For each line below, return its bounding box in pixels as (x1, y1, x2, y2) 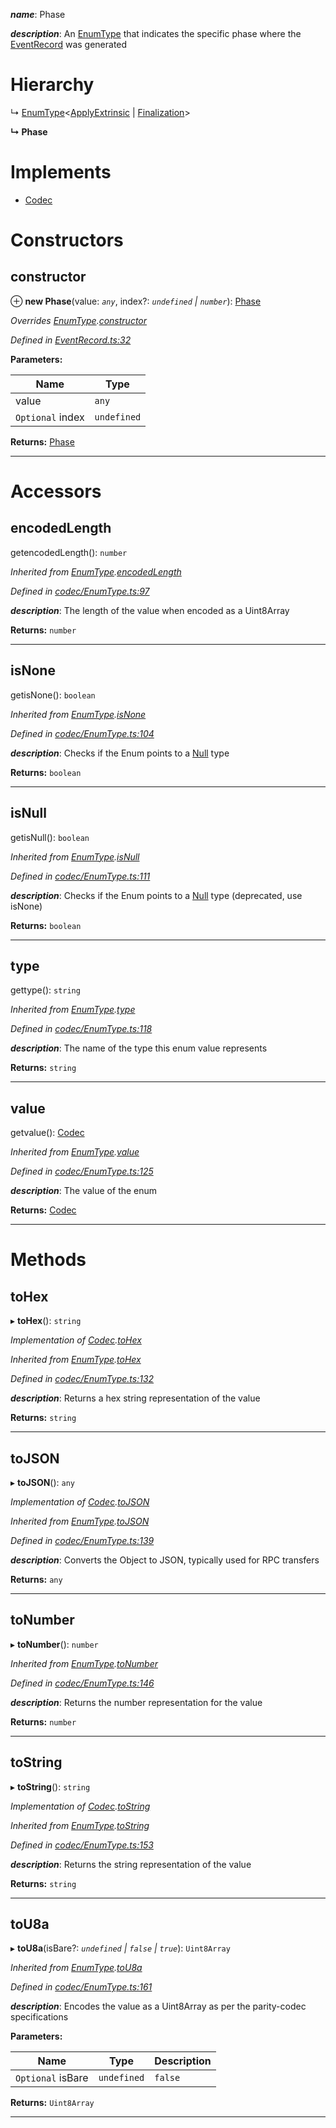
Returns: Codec (10, 1204, 77, 1216)
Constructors (10, 229, 124, 252)
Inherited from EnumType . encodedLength (10, 565, 182, 578)
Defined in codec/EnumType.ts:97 (10, 585, 150, 597)
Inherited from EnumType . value (10, 1146, 140, 1158)
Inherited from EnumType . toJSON (10, 1515, 150, 1527)
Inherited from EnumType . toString (10, 1819, 150, 1831)
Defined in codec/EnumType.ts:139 (10, 1534, 155, 1546)
